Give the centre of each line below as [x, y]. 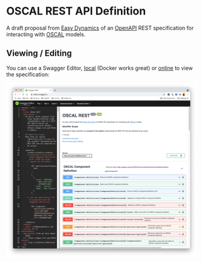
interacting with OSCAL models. [46, 34]
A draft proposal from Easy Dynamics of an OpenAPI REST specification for [100, 28]
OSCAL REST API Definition [76, 11]
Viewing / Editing [39, 54]
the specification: [28, 74]
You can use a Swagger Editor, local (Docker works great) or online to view [100, 68]
